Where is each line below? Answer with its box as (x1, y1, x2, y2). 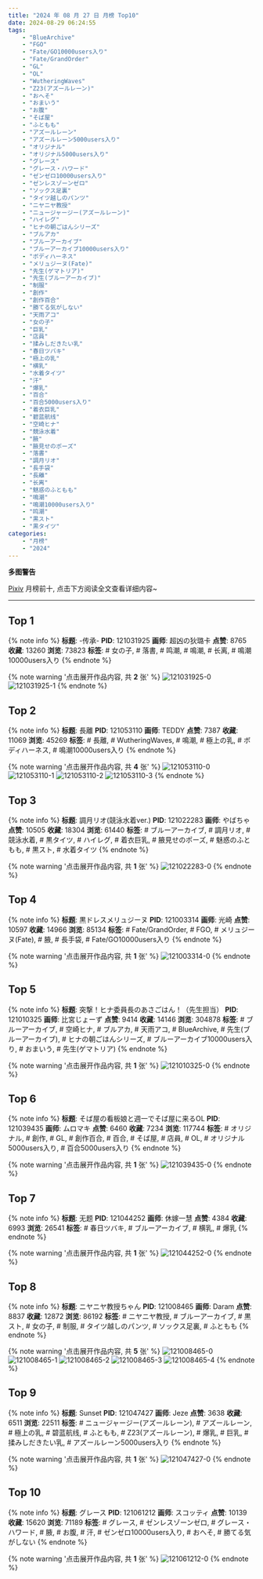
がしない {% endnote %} (8, 1537, 88, 1547)
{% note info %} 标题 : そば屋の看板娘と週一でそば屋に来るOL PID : (8, 1114, 221, 1124)
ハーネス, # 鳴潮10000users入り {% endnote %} (21, 745, 176, 755)
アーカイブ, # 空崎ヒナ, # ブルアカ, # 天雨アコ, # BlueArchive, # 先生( (21, 1024, 244, 1033)
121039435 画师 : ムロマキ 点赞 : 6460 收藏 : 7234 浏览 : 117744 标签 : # (8, 1124, 229, 1133)
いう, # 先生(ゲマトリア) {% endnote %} (38, 1044, 168, 1053)
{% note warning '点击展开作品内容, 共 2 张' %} (8, 672, 160, 682)
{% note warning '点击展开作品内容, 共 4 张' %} (8, 762, 161, 772)
